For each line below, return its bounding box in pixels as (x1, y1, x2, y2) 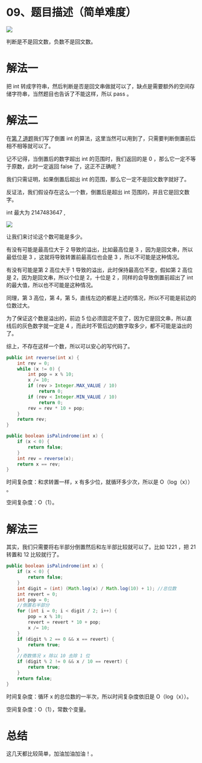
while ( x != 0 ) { (17, 366, 61, 372)
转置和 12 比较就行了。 (6, 551, 63, 558)
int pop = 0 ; (17, 597, 50, 603)
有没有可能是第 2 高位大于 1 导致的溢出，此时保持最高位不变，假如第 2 (6, 266, 181, 273)
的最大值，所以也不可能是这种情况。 (6, 281, 96, 288)
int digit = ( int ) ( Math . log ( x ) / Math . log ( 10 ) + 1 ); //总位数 (17, 585, 177, 591)
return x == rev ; (17, 461, 61, 467)
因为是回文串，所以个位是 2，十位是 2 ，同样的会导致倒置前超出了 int (21, 273, 194, 281)
